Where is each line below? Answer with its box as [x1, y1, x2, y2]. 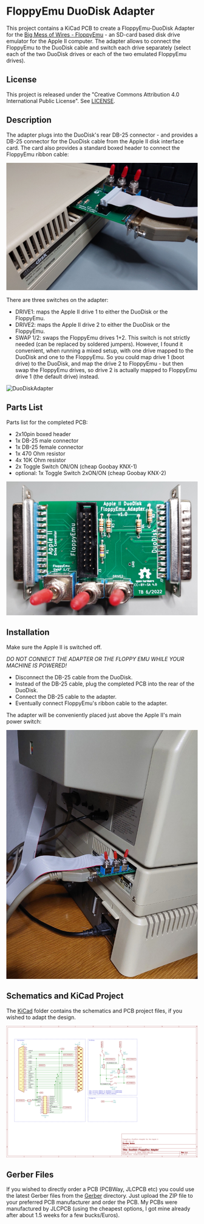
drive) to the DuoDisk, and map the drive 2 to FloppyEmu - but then [15, 360, 184, 367]
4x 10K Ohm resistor [15, 456, 66, 463]
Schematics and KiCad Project [6, 991, 124, 1001]
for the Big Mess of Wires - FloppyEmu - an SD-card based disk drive [6, 30, 180, 38]
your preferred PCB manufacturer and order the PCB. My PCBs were [6, 1198, 178, 1206]
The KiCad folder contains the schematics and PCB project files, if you [6, 1007, 183, 1014]
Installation [6, 627, 50, 638]
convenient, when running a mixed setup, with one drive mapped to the [15, 346, 194, 354]
